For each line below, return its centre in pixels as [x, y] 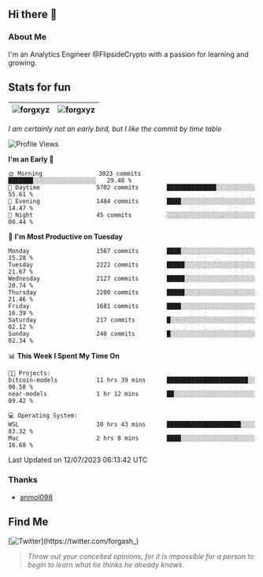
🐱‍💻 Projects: [30, 373]
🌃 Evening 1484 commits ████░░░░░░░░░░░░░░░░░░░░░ [132, 201]
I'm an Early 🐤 [31, 159]
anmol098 [36, 497]
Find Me [28, 522]
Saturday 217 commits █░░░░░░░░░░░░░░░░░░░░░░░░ [132, 320]
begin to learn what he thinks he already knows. [106, 564]
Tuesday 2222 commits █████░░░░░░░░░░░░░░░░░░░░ [132, 265]
